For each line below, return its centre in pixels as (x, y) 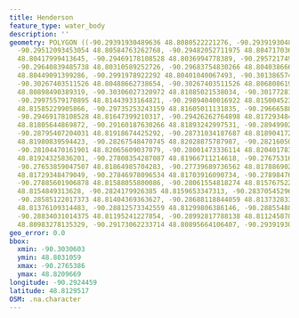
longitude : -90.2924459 (53, 282)
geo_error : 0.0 (37, 232)
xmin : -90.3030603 (52, 249)
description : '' (39, 34)
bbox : (19, 241)
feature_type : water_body (57, 26)
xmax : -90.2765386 (52, 266)
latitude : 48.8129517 (49, 290)
